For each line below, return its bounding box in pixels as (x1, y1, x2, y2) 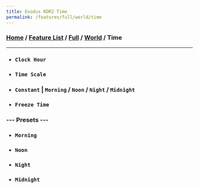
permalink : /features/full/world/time (6, 14, 102, 20)
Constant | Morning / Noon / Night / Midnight (14, 85, 135, 93)
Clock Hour (14, 56, 46, 63)
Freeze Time (14, 102, 49, 108)
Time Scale (14, 71, 46, 77)
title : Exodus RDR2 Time (6, 8, 68, 15)
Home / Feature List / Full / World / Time (6, 34, 123, 42)
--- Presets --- (6, 116, 49, 124)
